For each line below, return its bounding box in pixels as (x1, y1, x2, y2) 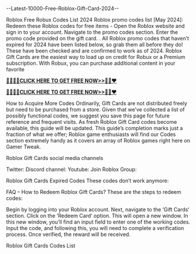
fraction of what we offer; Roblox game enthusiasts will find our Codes (6, 131, 176, 138)
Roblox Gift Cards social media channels (6, 155, 104, 161)
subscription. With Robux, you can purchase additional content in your (6, 60, 176, 67)
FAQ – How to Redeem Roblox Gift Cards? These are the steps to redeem (6, 189, 181, 195)
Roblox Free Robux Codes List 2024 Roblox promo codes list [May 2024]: (6, 16, 183, 23)
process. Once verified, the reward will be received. (6, 231, 130, 238)
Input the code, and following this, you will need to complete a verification (6, 225, 184, 231)
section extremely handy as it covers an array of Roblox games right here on (6, 137, 190, 144)
